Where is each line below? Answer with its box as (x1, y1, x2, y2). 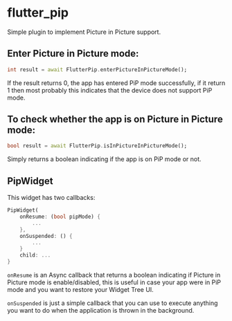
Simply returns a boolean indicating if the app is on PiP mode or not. (7, 155, 202, 163)
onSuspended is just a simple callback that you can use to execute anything (7, 299, 218, 307)
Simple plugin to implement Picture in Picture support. (7, 28, 161, 36)
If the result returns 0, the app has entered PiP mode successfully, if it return (7, 78, 226, 87)
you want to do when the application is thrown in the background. (7, 306, 195, 314)
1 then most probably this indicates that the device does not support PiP (7, 86, 213, 94)
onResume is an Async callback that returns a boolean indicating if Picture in (7, 271, 221, 279)
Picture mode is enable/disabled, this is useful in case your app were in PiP (7, 278, 222, 286)
